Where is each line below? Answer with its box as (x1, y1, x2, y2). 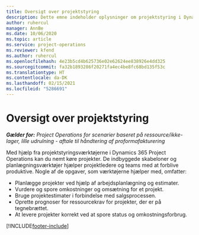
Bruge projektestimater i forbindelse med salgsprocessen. (14, 192, 157, 199)
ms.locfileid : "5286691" (6, 86, 68, 92)
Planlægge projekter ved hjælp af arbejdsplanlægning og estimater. (14, 179, 179, 186)
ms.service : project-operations (6, 42, 86, 48)
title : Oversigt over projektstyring (6, 8, 99, 15)
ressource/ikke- (144, 131, 184, 138)
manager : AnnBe (6, 25, 44, 31)
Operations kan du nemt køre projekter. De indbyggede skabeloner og (6, 155, 176, 162)
